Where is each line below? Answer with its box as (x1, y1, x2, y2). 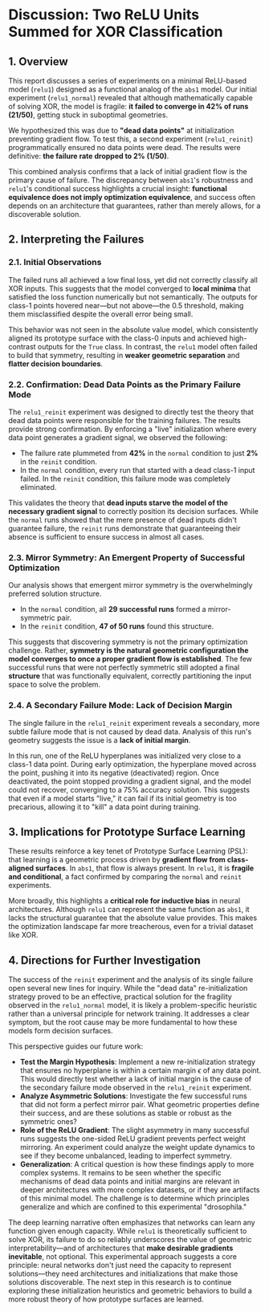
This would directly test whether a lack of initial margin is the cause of (19, 1074, 252, 1084)
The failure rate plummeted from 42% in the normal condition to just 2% (19, 448, 259, 458)
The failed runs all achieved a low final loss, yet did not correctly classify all (8, 275, 259, 284)
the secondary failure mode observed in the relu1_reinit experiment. (19, 1082, 252, 1093)
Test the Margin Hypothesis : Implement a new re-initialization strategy (19, 1057, 255, 1067)
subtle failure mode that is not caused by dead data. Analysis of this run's (8, 727, 252, 736)
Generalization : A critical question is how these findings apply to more (19, 1159, 255, 1169)
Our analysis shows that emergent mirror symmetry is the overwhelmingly (8, 581, 253, 590)
